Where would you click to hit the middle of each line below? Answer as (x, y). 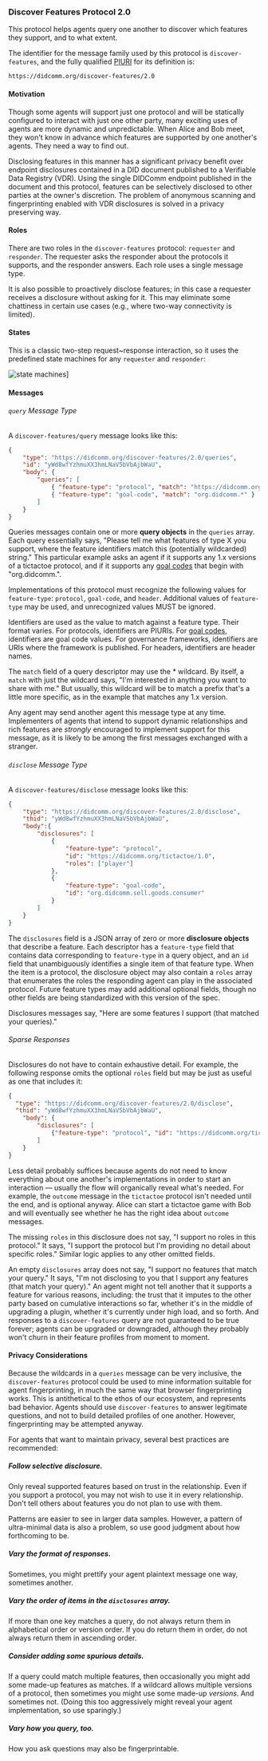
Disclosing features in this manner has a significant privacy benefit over (126, 161)
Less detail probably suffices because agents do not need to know (118, 1171)
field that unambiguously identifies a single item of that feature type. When (131, 963)
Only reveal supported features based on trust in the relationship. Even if (128, 1486)
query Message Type (43, 411)
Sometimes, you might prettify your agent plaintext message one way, (123, 1573)
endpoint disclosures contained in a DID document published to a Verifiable (132, 169)
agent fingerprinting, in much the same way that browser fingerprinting (125, 1390)
